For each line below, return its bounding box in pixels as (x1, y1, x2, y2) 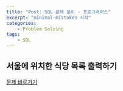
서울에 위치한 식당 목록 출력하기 (6, 61, 118, 72)
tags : (6, 32, 20, 38)
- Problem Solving (17, 25, 64, 32)
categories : (6, 20, 37, 26)
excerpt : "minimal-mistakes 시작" (6, 15, 91, 21)
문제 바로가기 (6, 78, 38, 86)
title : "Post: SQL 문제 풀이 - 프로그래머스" (6, 8, 111, 15)
